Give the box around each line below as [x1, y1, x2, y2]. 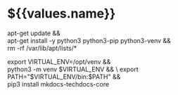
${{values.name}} [7, 6, 116, 22]
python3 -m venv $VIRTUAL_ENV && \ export [7, 65, 139, 73]
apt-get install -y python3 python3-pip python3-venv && [7, 36, 171, 44]
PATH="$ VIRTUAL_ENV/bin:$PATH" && [7, 72, 121, 81]
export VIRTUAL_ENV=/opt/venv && [7, 57, 111, 65]
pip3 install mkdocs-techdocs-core [7, 80, 110, 88]
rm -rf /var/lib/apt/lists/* [7, 44, 77, 52]
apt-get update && [7, 29, 61, 37]
